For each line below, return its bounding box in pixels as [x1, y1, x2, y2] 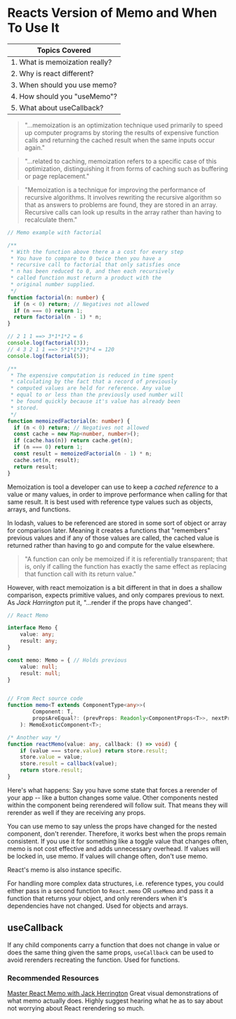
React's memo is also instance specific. [7, 865, 122, 873]
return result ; [13, 463, 58, 470]
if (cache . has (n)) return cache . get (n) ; [13, 437, 133, 444]
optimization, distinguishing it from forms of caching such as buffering [24, 164, 228, 173]
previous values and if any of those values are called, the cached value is [7, 533, 220, 542]
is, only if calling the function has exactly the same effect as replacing [24, 562, 227, 570]
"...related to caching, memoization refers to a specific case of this [24, 157, 217, 165]
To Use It [7, 20, 60, 36]
